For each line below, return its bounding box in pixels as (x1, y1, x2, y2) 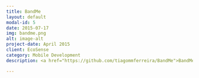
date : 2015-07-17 (6, 25, 49, 31)
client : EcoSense (6, 47, 49, 53)
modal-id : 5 (6, 19, 36, 25)
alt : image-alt (6, 36, 44, 42)
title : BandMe (6, 8, 41, 15)
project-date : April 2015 (6, 42, 70, 48)
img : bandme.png (6, 30, 46, 36)
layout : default (6, 14, 46, 20)
